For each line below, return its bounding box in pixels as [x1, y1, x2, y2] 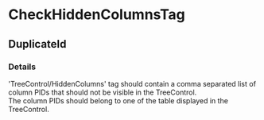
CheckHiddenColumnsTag [8, 6, 185, 24]
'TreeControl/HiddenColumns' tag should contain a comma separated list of [8, 79, 257, 88]
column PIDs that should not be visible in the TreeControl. [8, 87, 197, 97]
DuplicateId [8, 37, 67, 51]
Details [8, 61, 37, 72]
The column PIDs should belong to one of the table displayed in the [8, 95, 229, 105]
